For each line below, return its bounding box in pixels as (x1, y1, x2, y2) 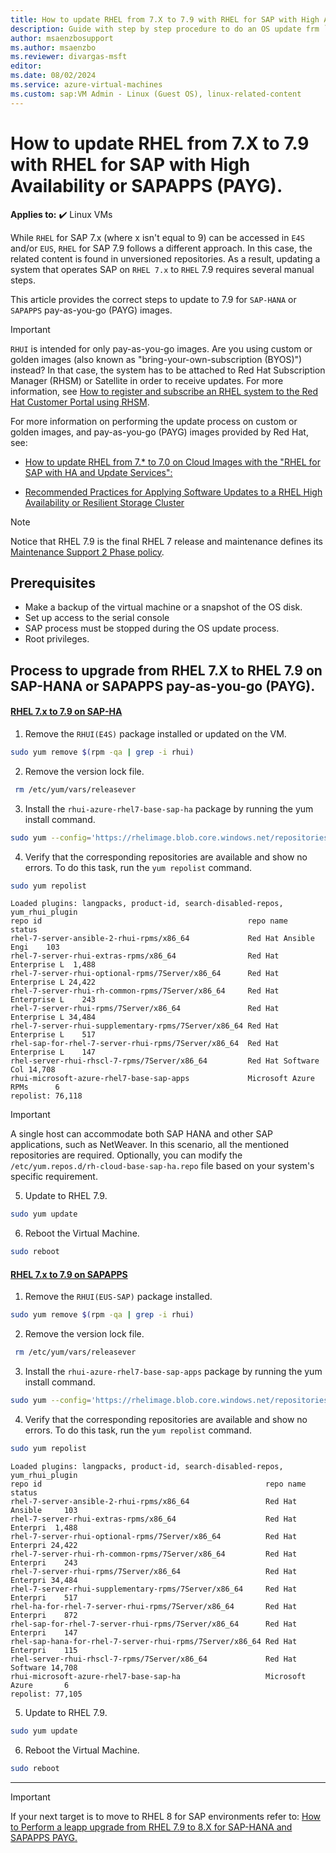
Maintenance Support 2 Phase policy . (10, 546, 165, 558)
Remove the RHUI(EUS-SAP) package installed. (24, 1291, 213, 1303)
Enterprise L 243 (10, 995, 97, 1005)
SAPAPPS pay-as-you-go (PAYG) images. (10, 304, 173, 316)
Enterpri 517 (10, 1592, 78, 1603)
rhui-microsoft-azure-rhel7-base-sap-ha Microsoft (10, 1671, 307, 1681)
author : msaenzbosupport (10, 33, 114, 43)
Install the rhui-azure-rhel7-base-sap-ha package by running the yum (24, 802, 314, 815)
